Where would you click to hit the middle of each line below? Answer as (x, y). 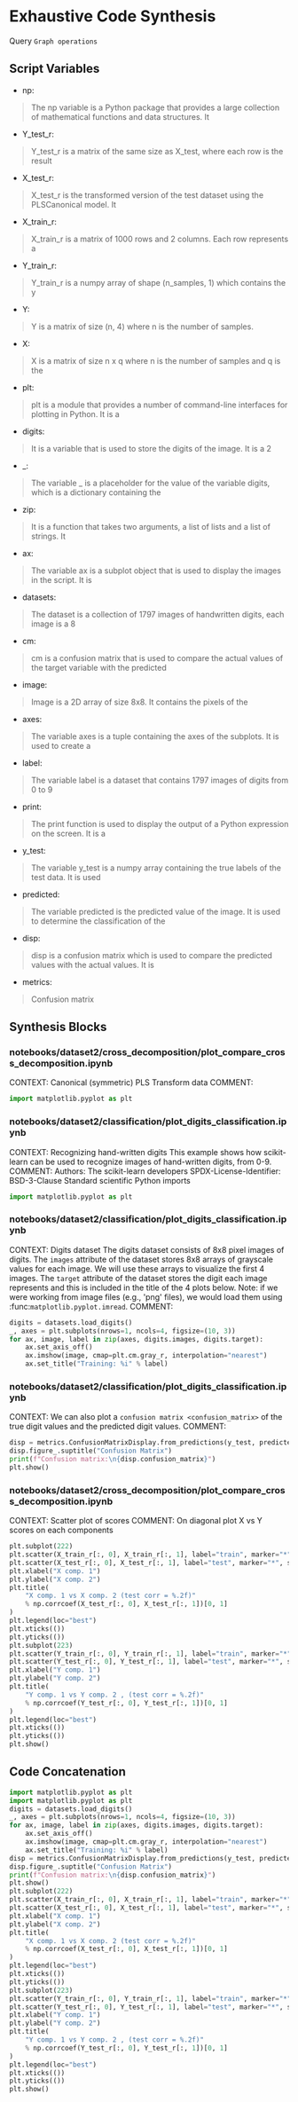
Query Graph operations (53, 41)
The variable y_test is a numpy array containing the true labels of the (156, 868)
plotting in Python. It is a (75, 413)
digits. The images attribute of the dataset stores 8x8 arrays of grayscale (141, 1259)
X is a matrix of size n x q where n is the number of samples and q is (156, 360)
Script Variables (55, 69)
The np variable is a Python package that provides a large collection (155, 107)
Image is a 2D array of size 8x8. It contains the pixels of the (139, 702)
